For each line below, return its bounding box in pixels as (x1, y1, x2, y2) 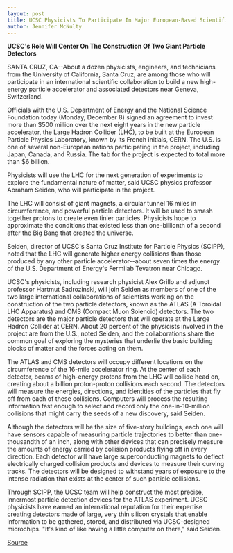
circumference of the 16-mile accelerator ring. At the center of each (7, 365, 201, 374)
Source (7, 538, 28, 547)
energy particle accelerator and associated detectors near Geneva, (7, 85, 199, 94)
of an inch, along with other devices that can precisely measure (41, 438, 223, 446)
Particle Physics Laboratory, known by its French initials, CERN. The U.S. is (7, 135, 221, 144)
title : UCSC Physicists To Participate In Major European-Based (7, 17, 197, 24)
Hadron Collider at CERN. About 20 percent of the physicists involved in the (7, 322, 223, 331)
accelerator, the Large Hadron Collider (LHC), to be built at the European (7, 128, 214, 136)
